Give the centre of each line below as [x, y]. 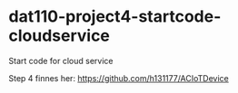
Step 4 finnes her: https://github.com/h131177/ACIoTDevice [119, 78]
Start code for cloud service [61, 60]
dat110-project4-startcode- [115, 17]
